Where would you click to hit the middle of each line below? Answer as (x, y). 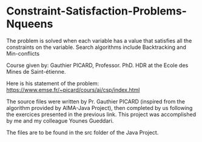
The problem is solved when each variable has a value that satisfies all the (99, 40)
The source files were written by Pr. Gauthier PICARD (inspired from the (96, 102)
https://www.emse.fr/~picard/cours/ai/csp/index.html (73, 89)
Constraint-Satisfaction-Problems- (96, 11)
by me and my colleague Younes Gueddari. (60, 121)
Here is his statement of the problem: (53, 83)
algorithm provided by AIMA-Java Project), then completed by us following (99, 108)
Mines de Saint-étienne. (36, 71)
